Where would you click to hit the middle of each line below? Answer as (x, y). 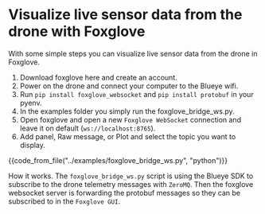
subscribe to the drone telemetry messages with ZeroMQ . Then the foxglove (131, 184)
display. (33, 145)
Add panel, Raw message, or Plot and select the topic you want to (128, 136)
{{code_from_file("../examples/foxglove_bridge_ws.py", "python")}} (118, 160)
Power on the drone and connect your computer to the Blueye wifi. (129, 86)
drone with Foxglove (77, 31)
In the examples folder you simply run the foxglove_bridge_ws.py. (127, 111)
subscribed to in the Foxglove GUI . (64, 201)
